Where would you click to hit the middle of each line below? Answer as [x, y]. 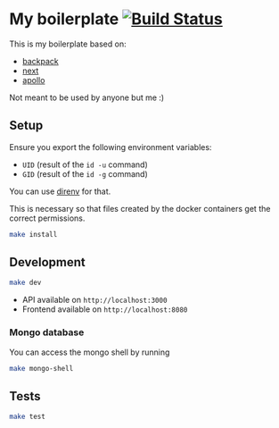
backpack [41, 61]
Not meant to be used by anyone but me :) [87, 97]
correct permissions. [47, 218]
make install [33, 234]
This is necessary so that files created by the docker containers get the [140, 208]
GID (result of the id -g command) [85, 173]
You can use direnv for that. [60, 191]
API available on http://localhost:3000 [94, 300]
